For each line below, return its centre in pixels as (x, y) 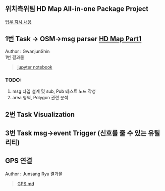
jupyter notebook (35, 67)
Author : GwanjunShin (27, 51)
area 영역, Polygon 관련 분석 (40, 97)
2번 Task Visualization (40, 115)
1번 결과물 (15, 57)
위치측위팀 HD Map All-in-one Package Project (77, 9)
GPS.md (26, 184)
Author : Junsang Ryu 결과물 (34, 174)
